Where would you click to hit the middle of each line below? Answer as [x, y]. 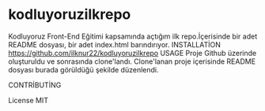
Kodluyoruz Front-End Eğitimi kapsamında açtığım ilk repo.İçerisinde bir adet [133, 36]
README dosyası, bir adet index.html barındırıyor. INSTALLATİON [115, 44]
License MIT [28, 100]
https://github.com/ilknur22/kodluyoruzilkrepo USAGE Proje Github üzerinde [132, 53]
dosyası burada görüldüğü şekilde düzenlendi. [83, 69]
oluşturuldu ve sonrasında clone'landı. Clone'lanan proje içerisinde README [132, 61]
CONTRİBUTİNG [35, 85]
